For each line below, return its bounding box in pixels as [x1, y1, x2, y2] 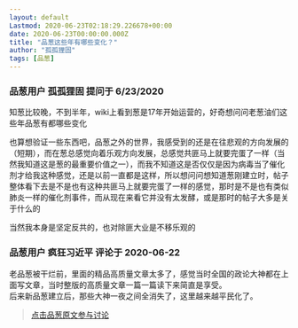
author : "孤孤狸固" [9, 46, 76, 55]
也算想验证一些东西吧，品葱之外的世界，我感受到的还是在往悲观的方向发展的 [9, 137, 289, 147]
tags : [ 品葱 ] [9, 54, 55, 63]
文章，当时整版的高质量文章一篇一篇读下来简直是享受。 [24, 279, 227, 290]
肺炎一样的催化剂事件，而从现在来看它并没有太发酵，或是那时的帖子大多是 [9, 192, 281, 203]
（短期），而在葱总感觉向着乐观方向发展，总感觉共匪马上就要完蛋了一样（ [9, 148, 278, 159]
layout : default [9, 12, 69, 22]
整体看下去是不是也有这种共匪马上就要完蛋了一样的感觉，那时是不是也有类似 [9, 181, 289, 191]
